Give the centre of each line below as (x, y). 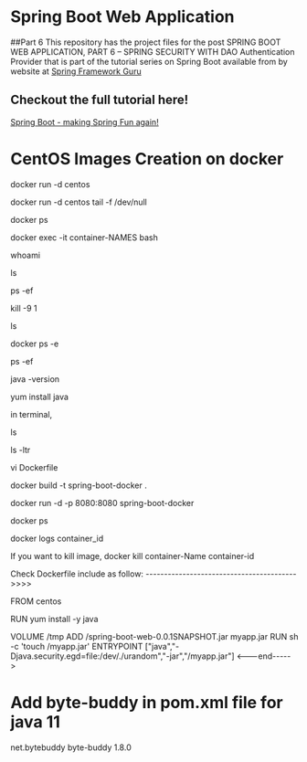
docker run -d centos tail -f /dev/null (79, 202)
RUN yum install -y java (54, 619)
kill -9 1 (24, 308)
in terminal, (32, 414)
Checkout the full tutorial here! (100, 100)
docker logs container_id (57, 538)
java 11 (35, 721)
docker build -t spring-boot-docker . (79, 485)
